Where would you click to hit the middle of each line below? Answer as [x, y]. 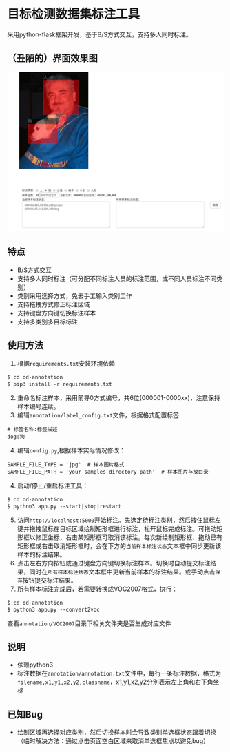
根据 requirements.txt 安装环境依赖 [66, 363]
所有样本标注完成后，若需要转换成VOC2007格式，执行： [97, 589]
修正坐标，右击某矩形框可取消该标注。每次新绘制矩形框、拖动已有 [129, 537]
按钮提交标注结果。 [50, 580]
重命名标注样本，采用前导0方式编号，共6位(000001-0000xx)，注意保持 [118, 397]
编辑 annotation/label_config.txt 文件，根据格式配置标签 [98, 415]
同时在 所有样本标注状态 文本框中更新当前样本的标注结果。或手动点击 [122, 572]
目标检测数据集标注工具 [74, 14]
